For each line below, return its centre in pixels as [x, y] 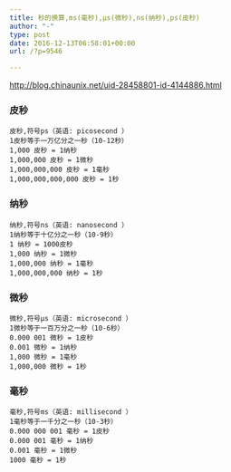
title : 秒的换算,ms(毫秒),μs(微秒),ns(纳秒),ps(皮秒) [105, 18]
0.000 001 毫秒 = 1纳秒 [51, 441]
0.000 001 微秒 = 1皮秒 [51, 338]
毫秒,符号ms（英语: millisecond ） [71, 412]
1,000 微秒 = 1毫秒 [43, 357]
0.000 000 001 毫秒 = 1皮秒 [60, 431]
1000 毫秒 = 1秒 [38, 460]
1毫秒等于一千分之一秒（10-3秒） [63, 422]
